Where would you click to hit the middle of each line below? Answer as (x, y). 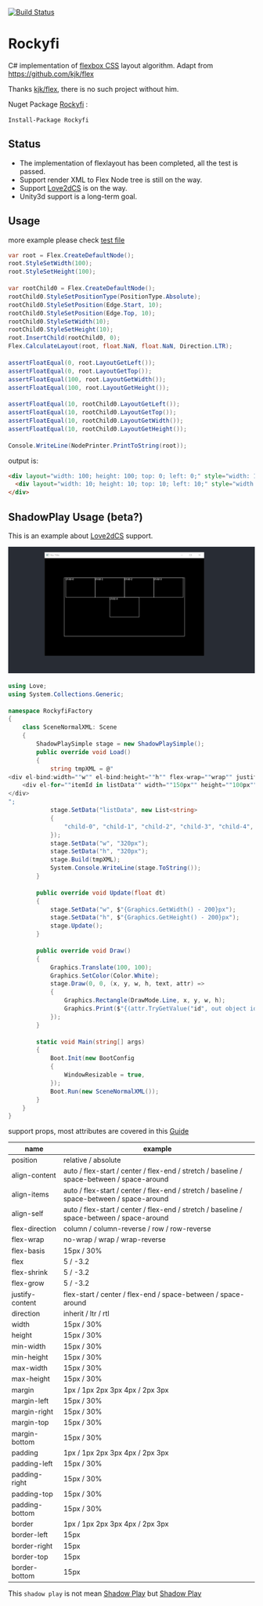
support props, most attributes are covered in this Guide (99, 1131)
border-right (32, 1546)
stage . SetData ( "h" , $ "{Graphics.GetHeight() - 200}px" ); (145, 918)
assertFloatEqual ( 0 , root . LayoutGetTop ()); (80, 371)
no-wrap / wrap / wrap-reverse (114, 1240)
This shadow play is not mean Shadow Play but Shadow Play (105, 1593)
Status (25, 144)
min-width (29, 1346)
